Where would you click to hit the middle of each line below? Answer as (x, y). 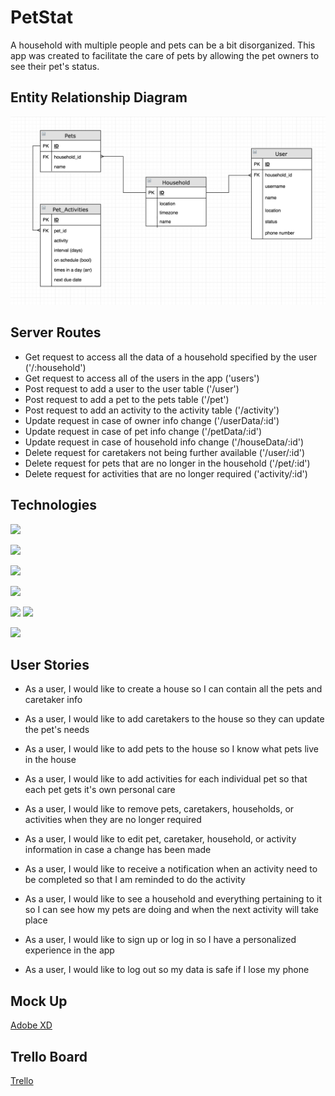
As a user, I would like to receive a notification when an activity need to (171, 869)
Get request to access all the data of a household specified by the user (171, 357)
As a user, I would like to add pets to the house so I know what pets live (171, 749)
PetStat (42, 17)
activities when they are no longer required (113, 820)
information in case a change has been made (118, 850)
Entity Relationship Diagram (99, 97)
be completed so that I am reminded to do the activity (135, 880)
